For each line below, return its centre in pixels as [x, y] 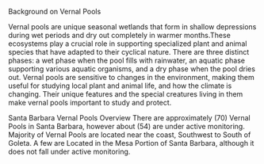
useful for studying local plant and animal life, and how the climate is [120, 86]
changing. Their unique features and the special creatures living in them [126, 94]
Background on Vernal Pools [55, 11]
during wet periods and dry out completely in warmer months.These [120, 35]
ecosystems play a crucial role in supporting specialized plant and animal [128, 44]
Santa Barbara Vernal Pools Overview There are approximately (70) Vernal [130, 118]
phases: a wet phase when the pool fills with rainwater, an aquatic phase [127, 60]
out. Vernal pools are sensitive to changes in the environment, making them [132, 77]
